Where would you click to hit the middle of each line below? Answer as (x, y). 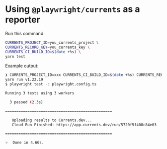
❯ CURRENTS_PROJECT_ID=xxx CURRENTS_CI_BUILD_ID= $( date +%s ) (70, 75)
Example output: (22, 66)
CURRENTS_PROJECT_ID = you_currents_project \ (52, 42)
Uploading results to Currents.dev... (52, 120)
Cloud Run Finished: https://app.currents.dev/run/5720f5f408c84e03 (84, 125)
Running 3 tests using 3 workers (40, 93)
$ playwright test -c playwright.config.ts (51, 84)
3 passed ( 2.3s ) (26, 102)
